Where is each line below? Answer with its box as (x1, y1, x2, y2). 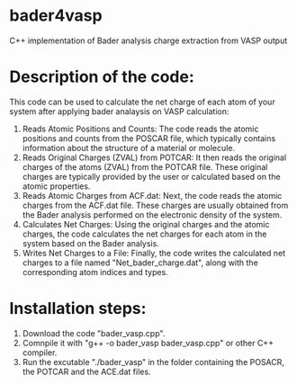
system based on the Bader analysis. (22, 237, 159, 248)
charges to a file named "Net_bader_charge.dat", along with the (22, 257, 258, 268)
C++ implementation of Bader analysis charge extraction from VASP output (9, 35, 288, 46)
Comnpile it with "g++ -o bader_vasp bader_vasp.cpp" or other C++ (22, 337, 274, 348)
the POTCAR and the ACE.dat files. (22, 366, 151, 377)
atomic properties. (22, 181, 91, 192)
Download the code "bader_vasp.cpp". (22, 327, 166, 338)
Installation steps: (9, 299, 147, 319)
